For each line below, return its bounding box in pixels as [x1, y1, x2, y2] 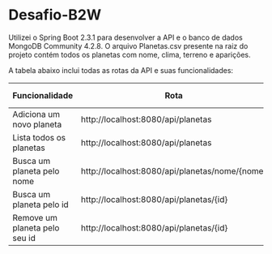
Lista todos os [12, 131, 66, 143]
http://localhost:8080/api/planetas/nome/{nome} [80, 165, 267, 176]
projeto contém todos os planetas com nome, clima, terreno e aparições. [8, 50, 251, 59]
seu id [12, 232, 36, 243]
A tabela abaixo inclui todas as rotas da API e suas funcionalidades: [8, 65, 233, 75]
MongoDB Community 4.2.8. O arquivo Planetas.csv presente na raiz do [8, 41, 249, 50]
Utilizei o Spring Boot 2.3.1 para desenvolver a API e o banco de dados [8, 32, 243, 42]
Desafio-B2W [8, 6, 102, 24]
